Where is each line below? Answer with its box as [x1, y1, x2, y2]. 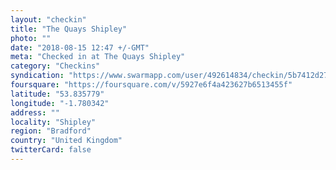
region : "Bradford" [10, 126, 92, 136]
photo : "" [10, 33, 52, 43]
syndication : [10, 71, 65, 81]
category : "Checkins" [10, 61, 101, 71]
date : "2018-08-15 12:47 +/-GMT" [10, 42, 150, 53]
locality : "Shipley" [10, 117, 97, 127]
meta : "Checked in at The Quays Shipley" [10, 52, 186, 62]
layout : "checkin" [10, 14, 87, 25]
